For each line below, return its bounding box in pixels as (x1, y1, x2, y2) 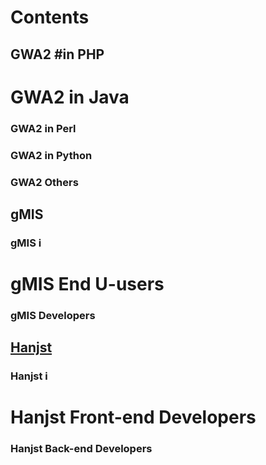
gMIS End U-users (10, 273, 165, 296)
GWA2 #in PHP (10, 46, 105, 63)
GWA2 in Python (10, 148, 93, 162)
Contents (10, 6, 90, 29)
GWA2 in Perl (10, 121, 77, 135)
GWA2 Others (10, 175, 79, 189)
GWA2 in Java (10, 86, 130, 108)
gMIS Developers (10, 308, 96, 322)
